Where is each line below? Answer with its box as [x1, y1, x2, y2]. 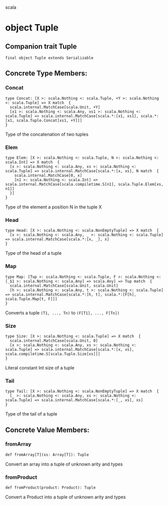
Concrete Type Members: [5, 69, 87, 78]
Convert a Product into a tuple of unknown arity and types [5, 494, 126, 500]
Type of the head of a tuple [5, 250, 62, 256]
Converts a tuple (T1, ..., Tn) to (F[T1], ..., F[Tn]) [5, 309, 120, 315]
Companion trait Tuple [5, 42, 77, 51]
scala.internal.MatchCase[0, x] [14, 173, 82, 178]
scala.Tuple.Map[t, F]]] [5, 296, 58, 301]
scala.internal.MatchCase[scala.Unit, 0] [10, 338, 98, 343]
